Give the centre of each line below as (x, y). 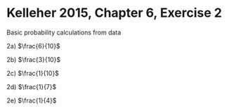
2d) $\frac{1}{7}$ (32, 86)
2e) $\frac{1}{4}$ (32, 100)
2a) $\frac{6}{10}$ (33, 46)
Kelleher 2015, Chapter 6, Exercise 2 (115, 13)
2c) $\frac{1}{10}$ (33, 73)
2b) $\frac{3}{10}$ (34, 59)
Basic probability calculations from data (64, 32)
